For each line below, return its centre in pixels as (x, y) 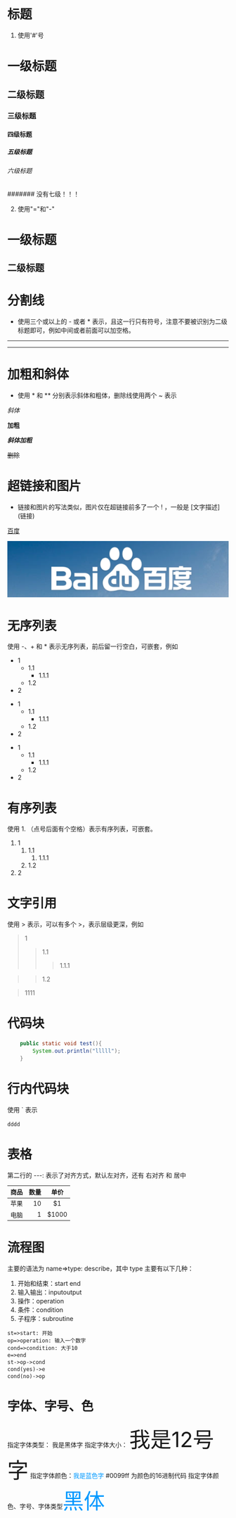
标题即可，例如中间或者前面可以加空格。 (76, 331)
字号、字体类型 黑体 (62, 1501)
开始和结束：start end (49, 1284)
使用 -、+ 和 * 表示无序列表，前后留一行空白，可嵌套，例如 (93, 646)
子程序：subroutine (45, 1319)
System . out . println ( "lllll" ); (77, 1051)
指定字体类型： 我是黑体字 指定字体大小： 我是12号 (111, 1440)
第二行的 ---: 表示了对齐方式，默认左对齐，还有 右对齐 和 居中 (97, 1175)
